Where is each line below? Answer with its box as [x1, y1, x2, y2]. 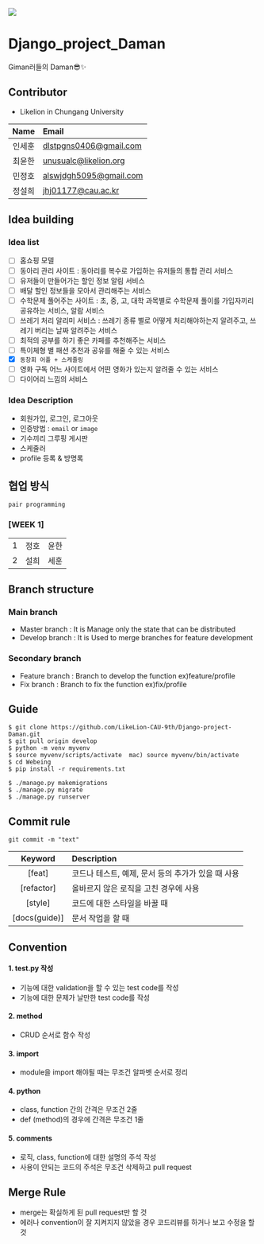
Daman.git [8, 730, 41, 739]
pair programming [8, 501, 66, 509]
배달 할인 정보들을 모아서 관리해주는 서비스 [19, 286, 152, 295]
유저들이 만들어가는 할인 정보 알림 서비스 [19, 275, 145, 286]
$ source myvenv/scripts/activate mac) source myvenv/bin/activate [8, 752, 239, 760]
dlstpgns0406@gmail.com [42, 140, 143, 151]
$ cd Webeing [8, 758, 52, 767]
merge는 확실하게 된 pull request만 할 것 [19, 1207, 147, 1217]
